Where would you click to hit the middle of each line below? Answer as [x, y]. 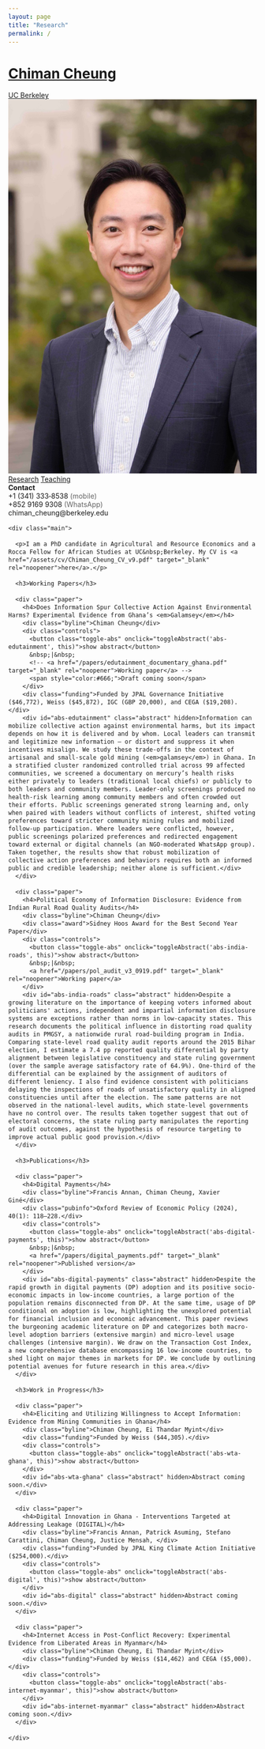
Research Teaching [39, 479]
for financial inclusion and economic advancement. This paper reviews [128, 1319]
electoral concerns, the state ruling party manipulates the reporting [128, 1122]
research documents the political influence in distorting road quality [130, 1027]
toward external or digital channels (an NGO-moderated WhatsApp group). [132, 845]
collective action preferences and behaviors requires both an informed [130, 861]
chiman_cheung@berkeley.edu [58, 513]
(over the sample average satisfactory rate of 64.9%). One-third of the [132, 1066]
